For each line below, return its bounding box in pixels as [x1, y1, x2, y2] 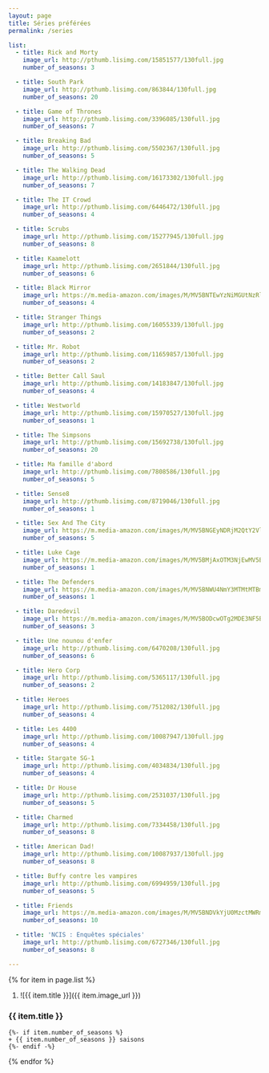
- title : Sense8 [15, 490, 70, 498]
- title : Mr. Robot [15, 343, 81, 351]
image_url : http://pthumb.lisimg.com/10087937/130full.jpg [22, 850, 224, 859]
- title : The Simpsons [15, 431, 91, 439]
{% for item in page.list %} [8, 974, 96, 984]
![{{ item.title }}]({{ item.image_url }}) [19, 990, 142, 1000]
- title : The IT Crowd [15, 196, 91, 204]
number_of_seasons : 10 [22, 917, 98, 925]
